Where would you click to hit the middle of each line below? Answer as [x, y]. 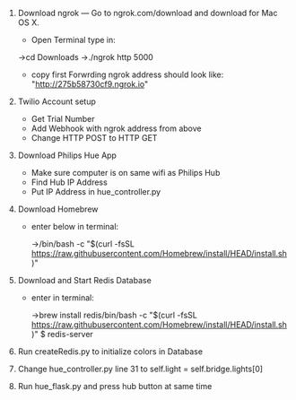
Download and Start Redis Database [85, 280]
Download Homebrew [58, 209]
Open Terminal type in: [74, 40]
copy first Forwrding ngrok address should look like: [127, 74]
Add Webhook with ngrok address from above [116, 128]
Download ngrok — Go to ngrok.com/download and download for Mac [148, 13]
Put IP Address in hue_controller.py [96, 191]
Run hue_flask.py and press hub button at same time [115, 386]
